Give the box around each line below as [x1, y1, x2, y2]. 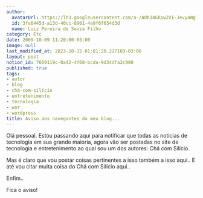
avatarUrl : [11, 14, 39, 21]
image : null [6, 43, 36, 49]
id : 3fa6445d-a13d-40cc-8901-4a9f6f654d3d [11, 20, 120, 26]
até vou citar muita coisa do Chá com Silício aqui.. [6, 163, 130, 170]
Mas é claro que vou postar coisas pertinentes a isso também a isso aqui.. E [6, 156, 195, 164]
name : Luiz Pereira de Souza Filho [11, 25, 101, 32]
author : [6, 8, 26, 15]
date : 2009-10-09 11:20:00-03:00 [6, 37, 91, 43]
